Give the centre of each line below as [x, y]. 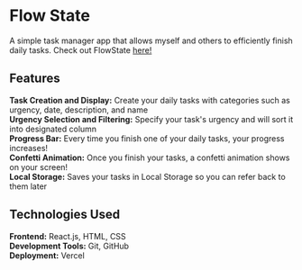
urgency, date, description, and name [79, 110]
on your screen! [39, 166]
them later [28, 186]
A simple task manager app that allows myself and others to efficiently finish [151, 40]
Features [35, 79]
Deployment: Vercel [47, 255]
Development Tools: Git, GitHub [69, 246]
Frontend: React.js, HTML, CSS [68, 236]
